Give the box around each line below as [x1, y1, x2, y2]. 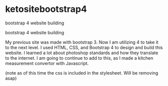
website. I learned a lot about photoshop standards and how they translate [5, 50, 158, 56]
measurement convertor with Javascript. [5, 60, 89, 66]
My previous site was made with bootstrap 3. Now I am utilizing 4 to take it [5, 39, 158, 45]
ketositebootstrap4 [5, 3, 87, 15]
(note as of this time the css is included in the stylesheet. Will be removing [5, 70, 158, 76]
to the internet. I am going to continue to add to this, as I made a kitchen [5, 55, 153, 61]
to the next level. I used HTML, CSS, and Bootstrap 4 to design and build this [5, 44, 163, 50]
